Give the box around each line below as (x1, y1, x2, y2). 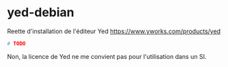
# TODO (7, 40, 26, 47)
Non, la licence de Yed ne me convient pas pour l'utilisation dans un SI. (7, 52, 207, 60)
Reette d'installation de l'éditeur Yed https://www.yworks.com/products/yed (7, 27, 220, 35)
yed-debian (7, 5, 75, 20)
